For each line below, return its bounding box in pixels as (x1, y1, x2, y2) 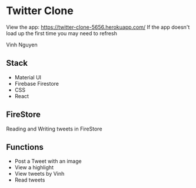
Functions (6, 142, 44, 152)
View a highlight (14, 164, 54, 171)
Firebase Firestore (14, 80, 59, 87)
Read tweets (14, 176, 45, 183)
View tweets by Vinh (14, 170, 65, 177)
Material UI (14, 73, 42, 80)
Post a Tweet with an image (14, 157, 82, 165)
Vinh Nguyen (6, 41, 38, 48)
